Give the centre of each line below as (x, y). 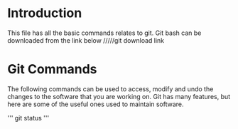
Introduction (45, 13)
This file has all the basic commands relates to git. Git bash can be (104, 33)
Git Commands (52, 69)
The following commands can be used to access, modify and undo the (110, 89)
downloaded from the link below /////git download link (86, 40)
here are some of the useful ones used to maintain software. (96, 104)
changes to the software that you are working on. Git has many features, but (119, 96)
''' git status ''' (28, 118)
